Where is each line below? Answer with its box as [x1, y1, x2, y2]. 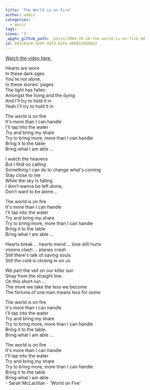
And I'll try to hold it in [5, 98, 52, 104]
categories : [5, 17, 31, 22]
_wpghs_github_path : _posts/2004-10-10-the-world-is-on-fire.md [5, 36, 145, 42]
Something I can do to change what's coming [5, 166, 101, 172]
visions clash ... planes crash [5, 246, 67, 252]
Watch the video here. [5, 55, 52, 61]
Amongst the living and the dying [5, 92, 75, 98]
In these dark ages [5, 70, 45, 76]
